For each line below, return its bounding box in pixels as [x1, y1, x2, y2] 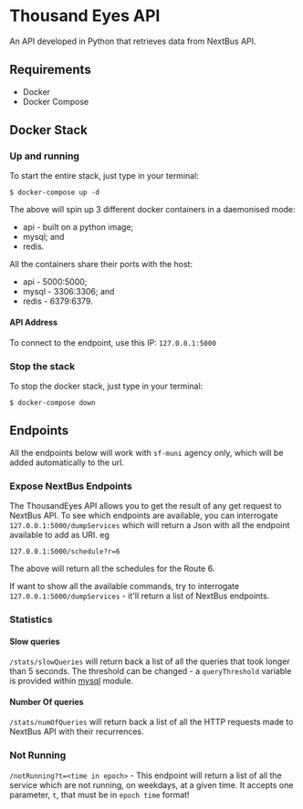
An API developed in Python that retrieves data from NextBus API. [9, 36, 257, 47]
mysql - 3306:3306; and [22, 286, 115, 297]
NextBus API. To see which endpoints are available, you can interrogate [9, 510, 278, 521]
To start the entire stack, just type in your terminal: [9, 171, 199, 182]
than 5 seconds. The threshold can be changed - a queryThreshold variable [9, 666, 292, 677]
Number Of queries [9, 696, 84, 707]
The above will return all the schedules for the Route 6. [9, 563, 215, 575]
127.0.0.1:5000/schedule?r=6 [9, 547, 120, 556]
